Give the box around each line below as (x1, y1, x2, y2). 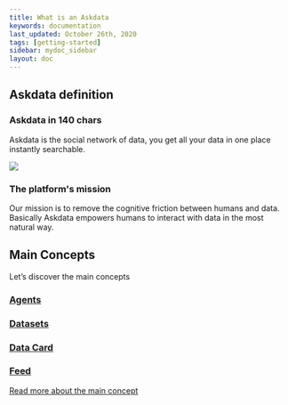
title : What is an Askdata (9, 12, 109, 22)
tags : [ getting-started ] (9, 37, 101, 47)
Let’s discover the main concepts (9, 271, 131, 281)
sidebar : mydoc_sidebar (9, 46, 98, 55)
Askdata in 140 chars (9, 114, 102, 126)
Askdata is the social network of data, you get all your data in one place (9, 134, 271, 145)
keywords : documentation (9, 21, 101, 30)
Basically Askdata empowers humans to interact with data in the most (9, 212, 264, 223)
